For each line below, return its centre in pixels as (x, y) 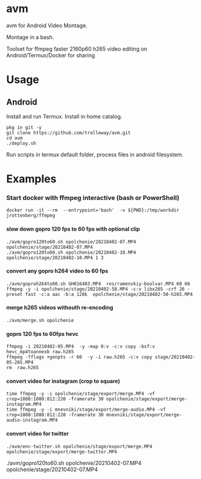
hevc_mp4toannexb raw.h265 (40, 352)
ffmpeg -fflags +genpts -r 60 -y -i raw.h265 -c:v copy (79, 357)
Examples (31, 179)
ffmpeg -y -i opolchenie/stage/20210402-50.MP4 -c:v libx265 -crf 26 (96, 289)
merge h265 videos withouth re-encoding (60, 307)
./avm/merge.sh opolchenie (40, 321)
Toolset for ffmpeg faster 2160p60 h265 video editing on (77, 49)
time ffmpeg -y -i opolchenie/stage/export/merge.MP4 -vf (81, 394)
